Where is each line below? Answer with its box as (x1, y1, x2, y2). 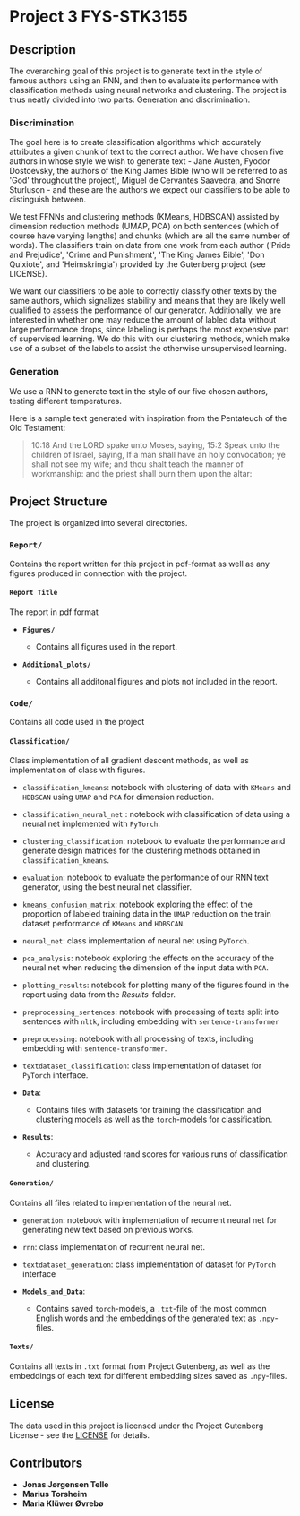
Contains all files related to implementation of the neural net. (9, 1197, 233, 1208)
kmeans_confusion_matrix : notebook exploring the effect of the (21, 899, 253, 910)
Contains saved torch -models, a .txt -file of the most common (35, 1303, 267, 1314)
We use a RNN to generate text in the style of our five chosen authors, (9, 385, 269, 396)
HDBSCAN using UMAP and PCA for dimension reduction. (21, 791, 215, 803)
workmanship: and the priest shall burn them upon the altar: (30, 468, 253, 478)
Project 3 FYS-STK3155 (9, 6, 188, 27)
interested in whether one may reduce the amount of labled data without (9, 314, 277, 325)
